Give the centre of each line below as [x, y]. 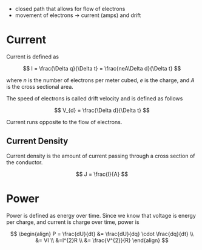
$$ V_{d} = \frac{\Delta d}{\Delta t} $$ [102, 110]
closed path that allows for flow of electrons [70, 9]
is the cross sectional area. [40, 86]
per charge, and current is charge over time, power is [73, 222]
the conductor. [25, 162]
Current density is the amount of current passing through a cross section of [101, 156]
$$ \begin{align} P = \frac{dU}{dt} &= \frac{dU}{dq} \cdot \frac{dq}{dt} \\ [102, 234]
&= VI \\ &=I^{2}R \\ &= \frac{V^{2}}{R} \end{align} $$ [102, 240]
